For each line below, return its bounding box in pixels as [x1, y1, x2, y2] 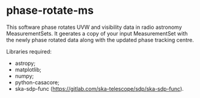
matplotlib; [14, 66, 42, 73]
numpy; [14, 72, 34, 79]
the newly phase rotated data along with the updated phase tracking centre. [6, 36, 194, 43]
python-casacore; [14, 79, 60, 86]
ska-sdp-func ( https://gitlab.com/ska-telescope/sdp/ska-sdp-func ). [14, 85, 184, 92]
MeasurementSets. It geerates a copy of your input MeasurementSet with [6, 29, 188, 37]
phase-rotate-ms [6, 4, 94, 17]
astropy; [14, 60, 36, 67]
